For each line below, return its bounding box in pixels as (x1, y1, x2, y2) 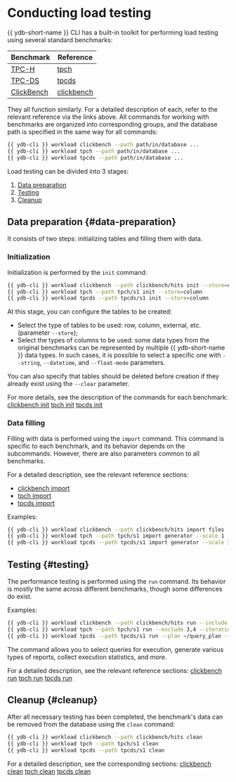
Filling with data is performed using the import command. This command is (7, 434, 225, 442)
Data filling (7, 418, 46, 428)
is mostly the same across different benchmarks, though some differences (7, 585, 223, 594)
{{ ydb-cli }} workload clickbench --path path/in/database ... (7, 141, 199, 148)
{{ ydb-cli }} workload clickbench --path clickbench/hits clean (7, 733, 202, 741)
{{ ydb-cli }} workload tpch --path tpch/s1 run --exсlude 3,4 (7, 626, 197, 633)
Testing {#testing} (7, 558, 90, 570)
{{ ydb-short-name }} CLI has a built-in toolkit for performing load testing (7, 28, 219, 37)
